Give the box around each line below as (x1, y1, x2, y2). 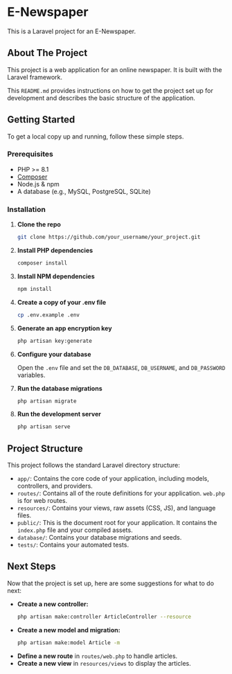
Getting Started (7, 114, 75, 125)
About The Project (7, 47, 88, 59)
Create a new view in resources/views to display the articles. (17, 659, 192, 667)
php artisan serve (17, 423, 71, 430)
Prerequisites (7, 150, 53, 159)
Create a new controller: (17, 600, 89, 608)
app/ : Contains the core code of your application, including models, (17, 475, 210, 483)
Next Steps (7, 560, 56, 572)
